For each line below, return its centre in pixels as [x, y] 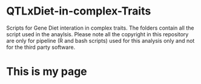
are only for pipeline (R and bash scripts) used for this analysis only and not [100, 40]
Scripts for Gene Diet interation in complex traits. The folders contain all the [100, 28]
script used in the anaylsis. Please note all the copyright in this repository [97, 34]
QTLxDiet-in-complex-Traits [79, 11]
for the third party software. [41, 47]
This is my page [47, 72]
